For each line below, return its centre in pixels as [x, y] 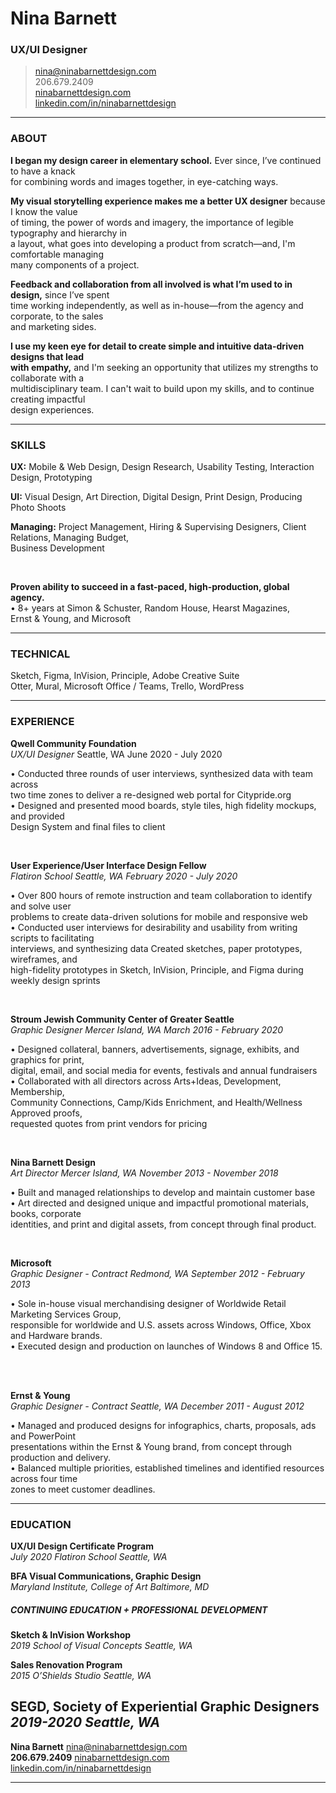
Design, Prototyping [51, 478]
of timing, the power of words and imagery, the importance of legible [152, 222]
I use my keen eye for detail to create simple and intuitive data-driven [157, 346]
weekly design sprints [55, 980]
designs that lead [47, 356]
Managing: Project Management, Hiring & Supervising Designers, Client [158, 527]
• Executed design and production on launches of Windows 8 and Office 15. [166, 1346]
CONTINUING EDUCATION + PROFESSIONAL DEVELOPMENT [139, 1609]
